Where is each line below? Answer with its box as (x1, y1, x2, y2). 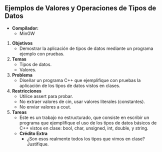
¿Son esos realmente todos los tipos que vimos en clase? (26, 135, 145, 141)
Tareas (11, 109, 27, 115)
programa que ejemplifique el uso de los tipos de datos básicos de (19, 119, 157, 125)
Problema (11, 72, 33, 78)
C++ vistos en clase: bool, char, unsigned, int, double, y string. (19, 125, 148, 131)
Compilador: (11, 25, 38, 31)
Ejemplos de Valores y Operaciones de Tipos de (4, 4, 156, 12)
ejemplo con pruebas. (19, 50, 64, 56)
